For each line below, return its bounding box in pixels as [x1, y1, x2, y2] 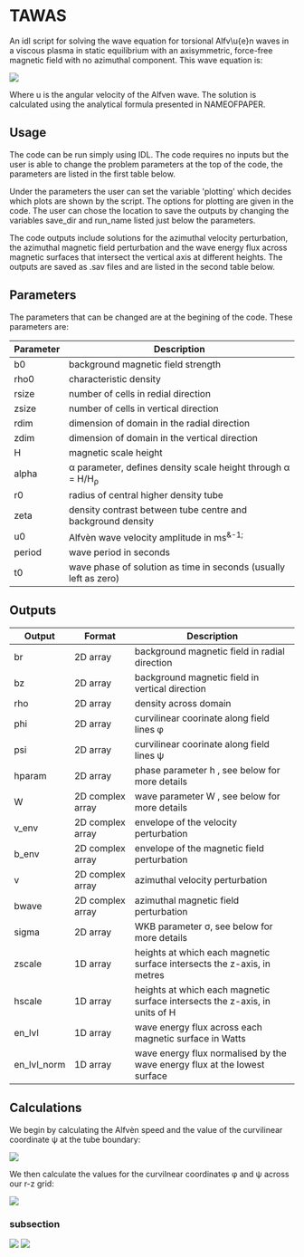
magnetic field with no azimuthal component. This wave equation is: [9, 54, 263, 65]
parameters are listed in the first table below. [9, 168, 176, 179]
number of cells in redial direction [68, 387, 211, 399]
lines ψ [134, 749, 165, 762]
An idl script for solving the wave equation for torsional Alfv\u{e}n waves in [9, 35, 290, 46]
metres [134, 968, 165, 981]
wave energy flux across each [134, 1021, 262, 1033]
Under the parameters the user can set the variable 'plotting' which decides [9, 186, 292, 197]
